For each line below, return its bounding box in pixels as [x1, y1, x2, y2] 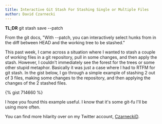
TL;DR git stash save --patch [5, 25, 63, 31]
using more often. [5, 104, 40, 110]
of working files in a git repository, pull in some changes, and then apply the [5, 54, 157, 60]
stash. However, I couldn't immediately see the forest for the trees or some [5, 59, 155, 65]
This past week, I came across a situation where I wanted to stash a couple [5, 49, 156, 55]
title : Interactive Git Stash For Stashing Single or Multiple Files [5, 7, 149, 12]
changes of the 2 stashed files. [5, 80, 67, 86]
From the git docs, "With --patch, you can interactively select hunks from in [5, 35, 157, 40]
